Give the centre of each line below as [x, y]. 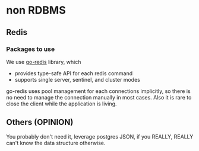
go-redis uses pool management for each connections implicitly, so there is [99, 91]
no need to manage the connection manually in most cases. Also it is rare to [99, 97]
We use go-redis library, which [44, 62]
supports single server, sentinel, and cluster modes [78, 79]
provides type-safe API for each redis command [74, 73]
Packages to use [31, 49]
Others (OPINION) [40, 122]
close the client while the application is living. [61, 104]
